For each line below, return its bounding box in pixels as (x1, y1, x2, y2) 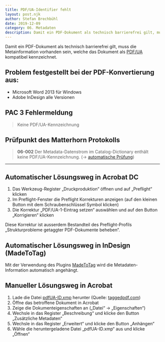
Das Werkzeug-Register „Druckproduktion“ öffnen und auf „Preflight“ (12, 186, 152, 192)
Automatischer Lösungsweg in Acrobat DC (5, 173, 139, 181)
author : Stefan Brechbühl (5, 16, 58, 21)
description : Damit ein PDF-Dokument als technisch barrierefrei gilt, (5, 30, 155, 35)
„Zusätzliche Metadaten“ (12, 315, 62, 321)
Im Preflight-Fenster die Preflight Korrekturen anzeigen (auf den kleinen (12, 196, 158, 202)
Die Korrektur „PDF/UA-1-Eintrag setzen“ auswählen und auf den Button (12, 207, 158, 213)
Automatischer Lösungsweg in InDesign (5, 241, 131, 249)
